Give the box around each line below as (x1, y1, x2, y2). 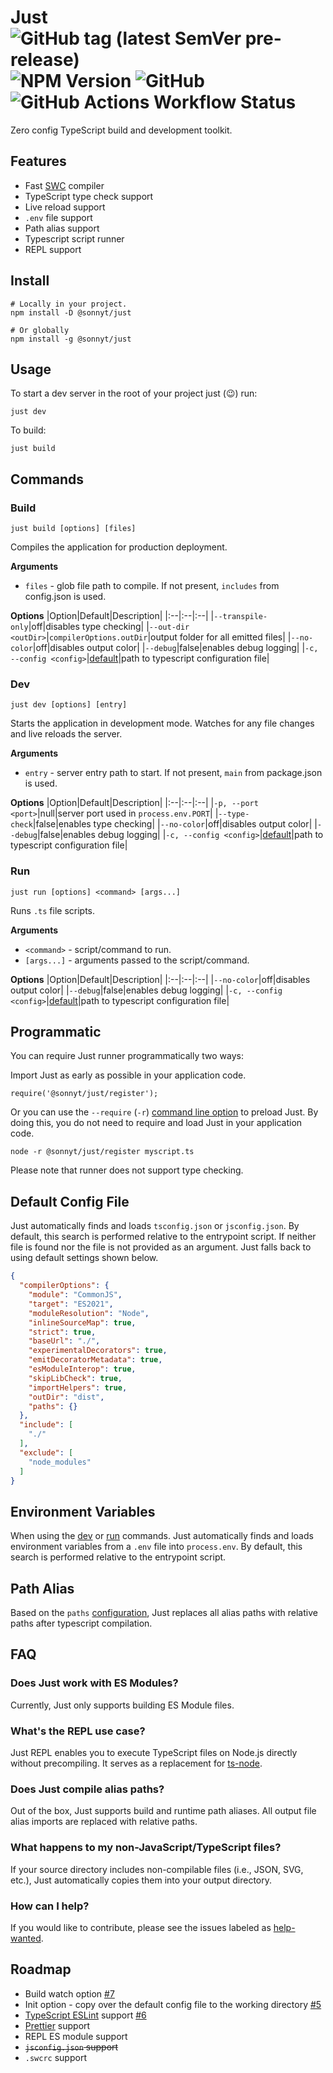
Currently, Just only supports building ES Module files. (10, 1699, 235, 1711)
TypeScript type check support (24, 190, 154, 202)
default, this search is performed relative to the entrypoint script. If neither (10, 1231, 317, 1243)
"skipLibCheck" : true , (28, 1373, 123, 1383)
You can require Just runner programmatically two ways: (10, 1050, 244, 1062)
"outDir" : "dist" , (28, 1392, 105, 1402)
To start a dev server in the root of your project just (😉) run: (10, 387, 258, 400)
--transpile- (213, 612, 268, 622)
